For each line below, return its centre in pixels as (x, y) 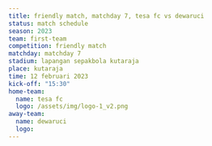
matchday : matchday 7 (45, 54)
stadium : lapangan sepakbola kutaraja (74, 62)
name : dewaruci (41, 122)
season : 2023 (30, 31)
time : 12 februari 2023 (49, 76)
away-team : (27, 114)
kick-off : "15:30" (39, 84)
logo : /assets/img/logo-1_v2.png (72, 106)
